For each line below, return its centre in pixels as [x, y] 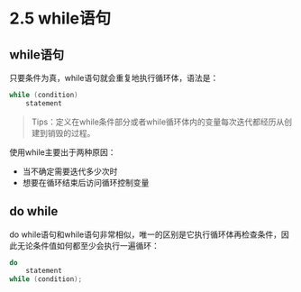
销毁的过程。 [71, 132]
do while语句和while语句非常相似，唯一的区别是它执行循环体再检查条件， [146, 234]
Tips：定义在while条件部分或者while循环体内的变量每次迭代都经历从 [158, 122]
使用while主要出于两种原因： [63, 152]
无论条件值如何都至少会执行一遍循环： [88, 245]
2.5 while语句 [60, 18]
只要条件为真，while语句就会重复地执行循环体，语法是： [114, 78]
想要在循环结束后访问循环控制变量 [86, 182]
